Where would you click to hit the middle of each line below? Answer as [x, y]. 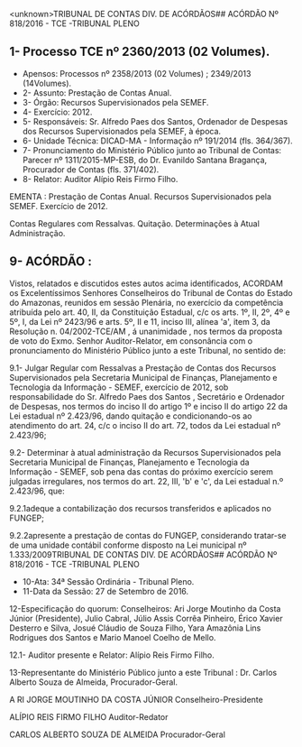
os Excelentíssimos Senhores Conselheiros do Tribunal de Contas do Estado [151, 292]
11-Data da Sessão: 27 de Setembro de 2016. [105, 591]
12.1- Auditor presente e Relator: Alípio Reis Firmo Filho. [112, 655]
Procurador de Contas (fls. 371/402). [91, 169]
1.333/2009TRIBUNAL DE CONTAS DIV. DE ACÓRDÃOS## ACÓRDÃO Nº [143, 554]
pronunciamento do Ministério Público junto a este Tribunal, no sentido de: [148, 350]
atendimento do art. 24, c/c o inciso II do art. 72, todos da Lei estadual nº [145, 425]
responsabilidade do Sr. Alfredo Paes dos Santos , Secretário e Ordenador [147, 396]
